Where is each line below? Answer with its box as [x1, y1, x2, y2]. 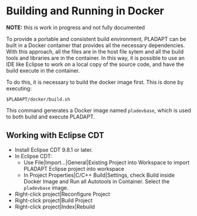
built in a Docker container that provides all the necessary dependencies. [6, 42, 185, 49]
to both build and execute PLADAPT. [6, 113, 95, 120]
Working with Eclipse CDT [6, 130, 105, 140]
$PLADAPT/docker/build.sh [6, 96, 70, 102]
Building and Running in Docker [6, 4, 164, 18]
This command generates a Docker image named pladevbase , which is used [6, 107, 192, 114]
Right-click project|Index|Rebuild [14, 203, 95, 210]
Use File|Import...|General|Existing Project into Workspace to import [23, 159, 190, 166]
